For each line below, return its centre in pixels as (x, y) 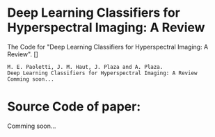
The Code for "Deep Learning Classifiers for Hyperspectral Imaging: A (108, 47)
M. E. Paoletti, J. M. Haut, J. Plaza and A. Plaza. (85, 67)
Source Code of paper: (74, 107)
